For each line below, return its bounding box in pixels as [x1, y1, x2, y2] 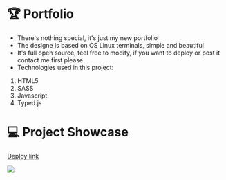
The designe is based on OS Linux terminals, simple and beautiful [17, 41, 204, 49]
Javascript [17, 91, 48, 100]
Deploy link [7, 152, 39, 160]
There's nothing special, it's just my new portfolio [17, 33, 158, 42]
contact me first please [17, 55, 84, 64]
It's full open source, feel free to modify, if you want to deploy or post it [17, 48, 220, 57]
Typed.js [17, 98, 42, 107]
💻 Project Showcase [7, 125, 129, 140]
